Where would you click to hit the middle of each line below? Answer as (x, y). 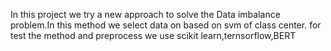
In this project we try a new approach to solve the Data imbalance (145, 14)
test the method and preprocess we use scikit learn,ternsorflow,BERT (153, 35)
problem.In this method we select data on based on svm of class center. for (166, 25)
